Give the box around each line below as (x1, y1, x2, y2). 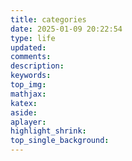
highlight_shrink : (10, 126, 87, 136)
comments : (10, 52, 52, 62)
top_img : (10, 80, 47, 90)
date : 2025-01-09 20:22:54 (10, 24, 123, 34)
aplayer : (10, 117, 47, 127)
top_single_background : (10, 136, 110, 146)
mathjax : (10, 89, 47, 99)
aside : (10, 107, 38, 118)
